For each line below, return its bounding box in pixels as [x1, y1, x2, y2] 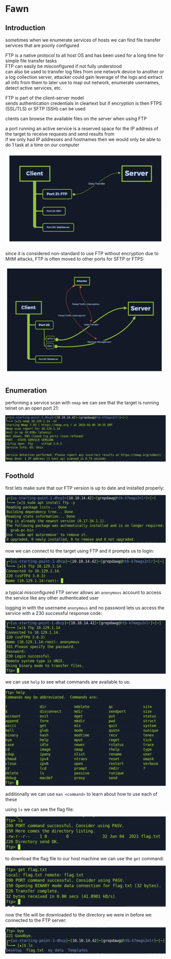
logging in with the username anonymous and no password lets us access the [5, 604, 164, 611]
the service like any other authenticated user [5, 595, 99, 601]
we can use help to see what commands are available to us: [5, 678, 131, 685]
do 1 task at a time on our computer [5, 142, 80, 148]
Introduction [5, 24, 46, 32]
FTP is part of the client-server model [5, 95, 84, 101]
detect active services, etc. [5, 85, 62, 91]
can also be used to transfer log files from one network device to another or [5, 68, 164, 75]
